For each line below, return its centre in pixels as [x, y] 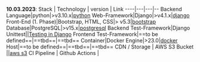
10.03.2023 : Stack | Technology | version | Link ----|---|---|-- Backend [94, 9]
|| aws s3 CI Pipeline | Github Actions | [53, 53]
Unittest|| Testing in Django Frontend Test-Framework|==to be [82, 34]
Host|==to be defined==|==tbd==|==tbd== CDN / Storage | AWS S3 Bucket [100, 47]
